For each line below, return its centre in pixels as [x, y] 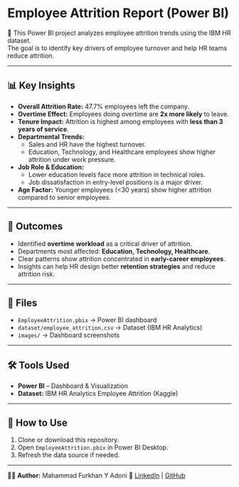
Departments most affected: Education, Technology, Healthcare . [114, 251]
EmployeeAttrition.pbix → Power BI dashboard [87, 320]
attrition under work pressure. [72, 159]
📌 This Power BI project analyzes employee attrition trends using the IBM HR [119, 33]
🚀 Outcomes [35, 226]
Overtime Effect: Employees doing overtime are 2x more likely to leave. [123, 114]
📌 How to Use [37, 422]
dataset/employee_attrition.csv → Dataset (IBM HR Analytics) [110, 328]
